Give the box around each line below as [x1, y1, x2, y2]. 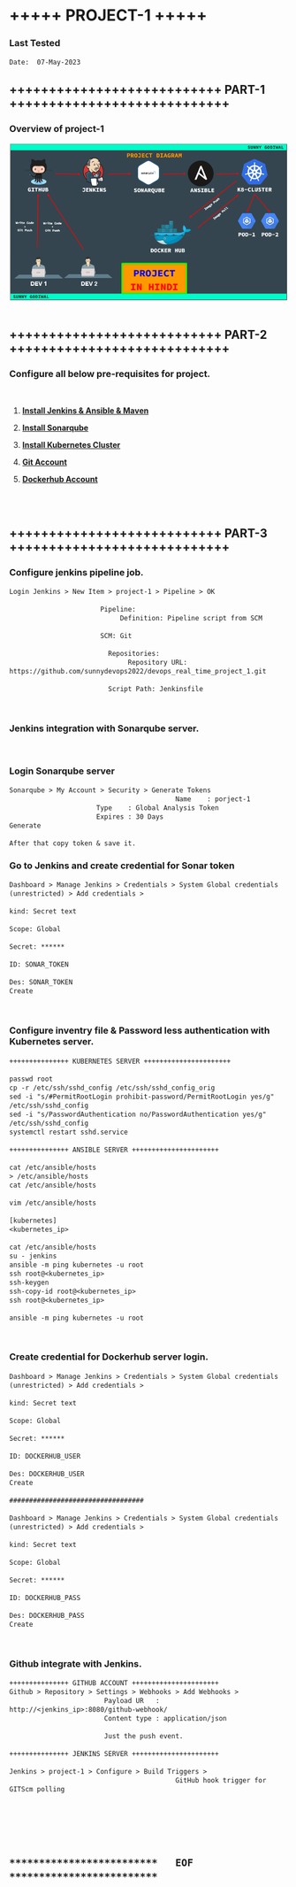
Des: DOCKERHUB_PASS [9, 1611, 86, 1620]
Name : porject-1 [175, 794, 251, 804]
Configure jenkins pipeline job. [9, 566, 144, 578]
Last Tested [9, 37, 61, 50]
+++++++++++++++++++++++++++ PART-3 [9, 526, 268, 541]
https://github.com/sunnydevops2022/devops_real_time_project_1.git [9, 667, 267, 676]
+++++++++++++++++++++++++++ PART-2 [9, 327, 268, 343]
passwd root [9, 1074, 53, 1083]
